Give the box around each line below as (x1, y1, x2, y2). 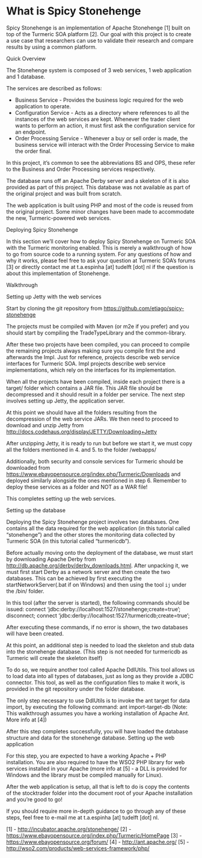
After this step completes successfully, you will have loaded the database (6, 727, 188, 735)
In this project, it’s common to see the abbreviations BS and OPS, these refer (6, 159, 195, 166)
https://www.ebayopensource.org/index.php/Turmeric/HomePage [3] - (6, 832, 182, 839)
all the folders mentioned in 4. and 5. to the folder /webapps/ (6, 446, 156, 453)
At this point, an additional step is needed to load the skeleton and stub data (6, 641, 194, 649)
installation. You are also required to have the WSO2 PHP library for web (6, 758, 185, 765)
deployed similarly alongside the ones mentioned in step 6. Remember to (6, 477, 187, 484)
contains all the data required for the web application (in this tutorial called (6, 525, 191, 532)
